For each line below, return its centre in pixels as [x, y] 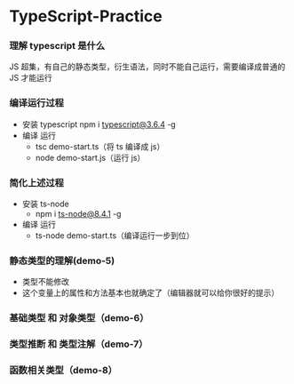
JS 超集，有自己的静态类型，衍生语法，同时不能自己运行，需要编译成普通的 [147, 67]
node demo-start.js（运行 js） [90, 157]
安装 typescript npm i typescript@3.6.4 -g [99, 124]
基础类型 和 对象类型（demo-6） [79, 318]
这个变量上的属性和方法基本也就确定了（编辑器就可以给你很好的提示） [151, 293]
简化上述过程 [37, 182]
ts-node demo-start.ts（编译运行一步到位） [115, 236]
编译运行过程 [37, 103]
